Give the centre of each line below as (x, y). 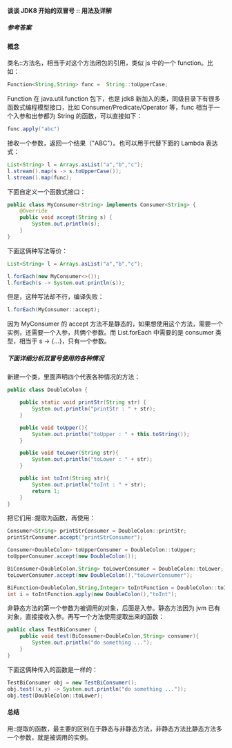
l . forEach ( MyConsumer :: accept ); (54, 310)
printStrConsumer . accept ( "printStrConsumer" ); (75, 538)
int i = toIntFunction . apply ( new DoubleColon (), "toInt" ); (92, 594)
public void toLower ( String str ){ (69, 453)
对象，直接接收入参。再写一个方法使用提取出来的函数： (86, 617)
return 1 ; (46, 491)
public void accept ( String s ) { (66, 217)
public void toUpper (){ (54, 428)
